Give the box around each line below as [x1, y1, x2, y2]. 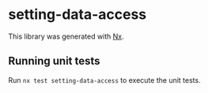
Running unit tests [8, 54, 100, 68]
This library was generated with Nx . [8, 32, 124, 41]
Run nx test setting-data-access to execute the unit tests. [8, 75, 201, 84]
